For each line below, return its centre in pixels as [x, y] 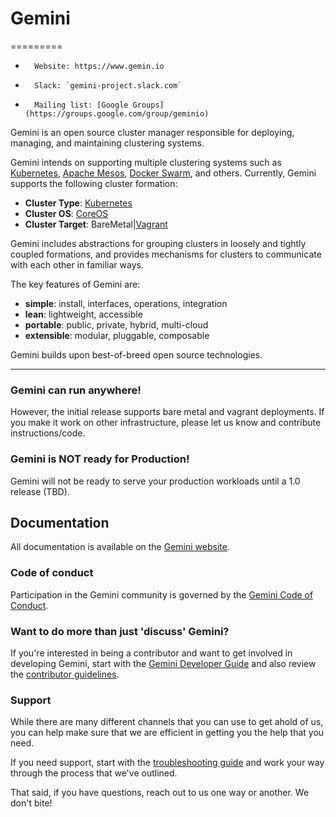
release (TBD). [40, 491]
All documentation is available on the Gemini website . [120, 547]
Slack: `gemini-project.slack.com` [108, 85]
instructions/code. [48, 433]
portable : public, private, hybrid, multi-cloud [116, 324]
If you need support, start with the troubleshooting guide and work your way [167, 763]
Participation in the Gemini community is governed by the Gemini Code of [162, 594]
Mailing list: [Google [81, 105]
